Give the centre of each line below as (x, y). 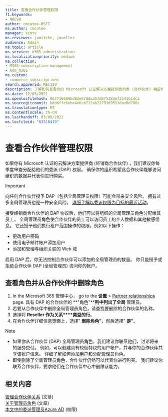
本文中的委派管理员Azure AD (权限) (41, 409)
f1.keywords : (19, 15)
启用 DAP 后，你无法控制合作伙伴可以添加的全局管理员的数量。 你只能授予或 (84, 259)
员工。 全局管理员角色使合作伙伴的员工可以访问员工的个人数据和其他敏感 (80, 219)
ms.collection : (21, 61)
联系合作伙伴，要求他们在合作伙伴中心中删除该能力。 (67, 366)
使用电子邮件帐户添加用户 (39, 242)
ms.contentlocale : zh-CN (31, 113)
